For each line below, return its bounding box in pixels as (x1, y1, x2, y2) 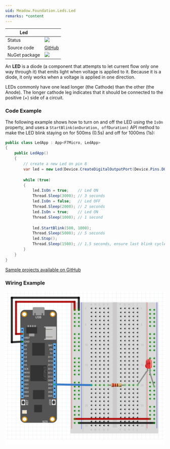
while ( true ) (23, 177, 51, 182)
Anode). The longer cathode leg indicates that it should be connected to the (5, 89, 163, 96)
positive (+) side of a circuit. (5, 95, 64, 101)
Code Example (5, 107, 42, 114)
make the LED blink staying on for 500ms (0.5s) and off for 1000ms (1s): (5, 130, 155, 136)
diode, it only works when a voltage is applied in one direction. (5, 74, 136, 80)
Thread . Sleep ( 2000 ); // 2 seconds (32, 204, 105, 210)
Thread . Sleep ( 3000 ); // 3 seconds (32, 193, 105, 198)
